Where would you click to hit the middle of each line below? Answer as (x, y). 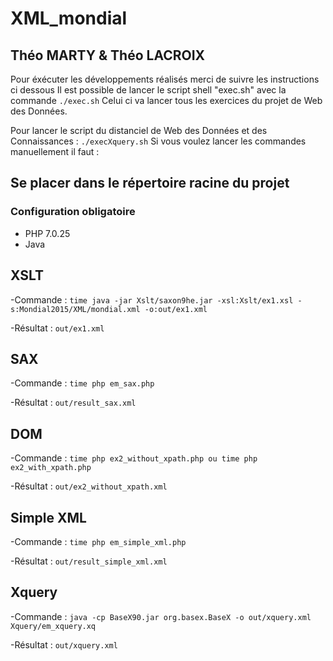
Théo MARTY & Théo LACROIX (108, 55)
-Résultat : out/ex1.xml (57, 328)
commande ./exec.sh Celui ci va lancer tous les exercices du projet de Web (166, 100)
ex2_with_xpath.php (51, 468)
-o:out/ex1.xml (176, 309)
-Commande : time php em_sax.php (82, 383)
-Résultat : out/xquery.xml (64, 644)
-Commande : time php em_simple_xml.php (98, 541)
